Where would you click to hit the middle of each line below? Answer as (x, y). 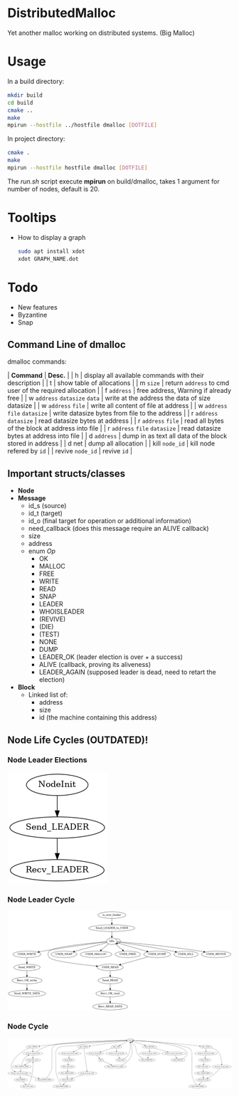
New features (38, 307)
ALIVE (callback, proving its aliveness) (95, 665)
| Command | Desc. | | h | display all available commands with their (106, 376)
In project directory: (36, 139)
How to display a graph (52, 237)
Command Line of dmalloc (67, 344)
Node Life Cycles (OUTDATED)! (78, 740)
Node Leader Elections (47, 760)
